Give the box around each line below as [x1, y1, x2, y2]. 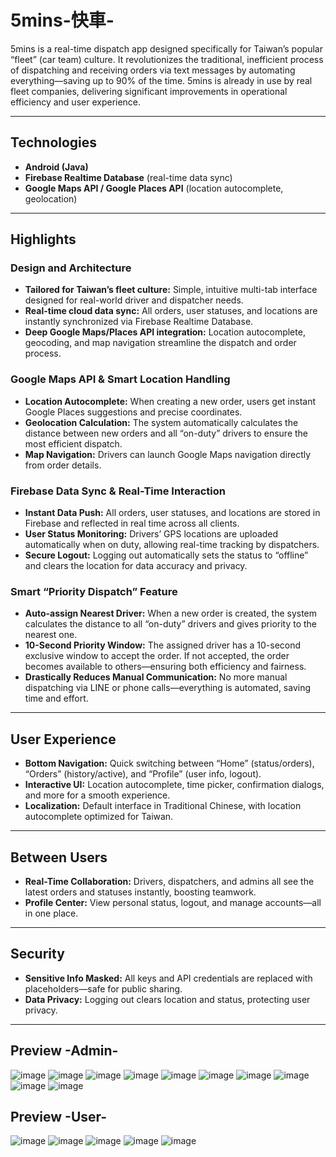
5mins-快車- [10, 9, 115, 32]
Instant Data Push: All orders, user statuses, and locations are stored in [24, 507, 321, 519]
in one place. [24, 907, 79, 919]
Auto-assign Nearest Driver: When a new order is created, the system [24, 607, 318, 620]
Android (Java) [24, 161, 89, 173]
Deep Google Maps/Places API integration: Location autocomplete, [24, 326, 306, 338]
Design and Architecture [10, 261, 132, 275]
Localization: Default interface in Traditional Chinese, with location [24, 800, 302, 812]
